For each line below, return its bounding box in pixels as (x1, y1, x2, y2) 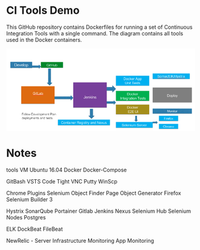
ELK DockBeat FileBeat (6, 225, 63, 233)
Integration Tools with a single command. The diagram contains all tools (6, 29, 184, 37)
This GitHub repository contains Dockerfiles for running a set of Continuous (6, 23, 193, 31)
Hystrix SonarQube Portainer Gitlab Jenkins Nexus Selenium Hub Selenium (6, 207, 192, 215)
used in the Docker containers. (6, 36, 82, 43)
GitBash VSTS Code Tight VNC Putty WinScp (6, 177, 118, 185)
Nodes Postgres (6, 213, 46, 221)
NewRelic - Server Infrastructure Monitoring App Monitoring (6, 237, 154, 244)
